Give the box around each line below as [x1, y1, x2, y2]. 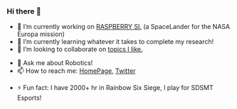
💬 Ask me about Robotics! [16, 59, 93, 67]
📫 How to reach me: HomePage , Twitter [16, 67, 136, 75]
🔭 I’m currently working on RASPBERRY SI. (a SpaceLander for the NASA [16, 23, 231, 31]
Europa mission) [16, 30, 65, 38]
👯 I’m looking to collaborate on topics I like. [16, 45, 143, 54]
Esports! [16, 93, 42, 102]
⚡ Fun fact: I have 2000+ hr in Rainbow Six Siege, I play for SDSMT [16, 84, 214, 92]
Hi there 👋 [6, 6, 42, 16]
